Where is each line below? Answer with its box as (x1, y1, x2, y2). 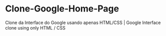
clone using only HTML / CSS (5, 24, 66, 30)
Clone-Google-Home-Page (5, 3, 119, 14)
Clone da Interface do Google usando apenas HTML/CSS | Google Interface (5, 19, 161, 25)
